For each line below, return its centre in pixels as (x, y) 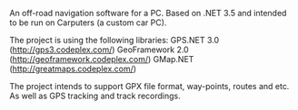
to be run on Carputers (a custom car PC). (88, 23)
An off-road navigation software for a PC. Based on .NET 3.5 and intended (148, 13)
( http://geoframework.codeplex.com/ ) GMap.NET (102, 59)
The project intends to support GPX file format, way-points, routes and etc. (149, 86)
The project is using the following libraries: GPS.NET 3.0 (114, 40)
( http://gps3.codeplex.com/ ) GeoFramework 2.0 (99, 50)
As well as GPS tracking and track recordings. (95, 96)
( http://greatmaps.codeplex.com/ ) (73, 69)
